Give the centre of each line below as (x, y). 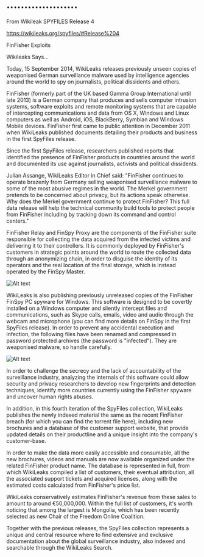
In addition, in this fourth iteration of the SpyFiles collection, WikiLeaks (95, 408)
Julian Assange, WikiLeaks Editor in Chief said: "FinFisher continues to (95, 175)
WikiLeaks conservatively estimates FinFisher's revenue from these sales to (101, 497)
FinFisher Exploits (29, 45)
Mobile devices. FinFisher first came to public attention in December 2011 (98, 126)
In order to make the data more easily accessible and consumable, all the (98, 453)
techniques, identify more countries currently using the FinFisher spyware (99, 390)
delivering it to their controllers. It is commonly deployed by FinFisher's (95, 245)
